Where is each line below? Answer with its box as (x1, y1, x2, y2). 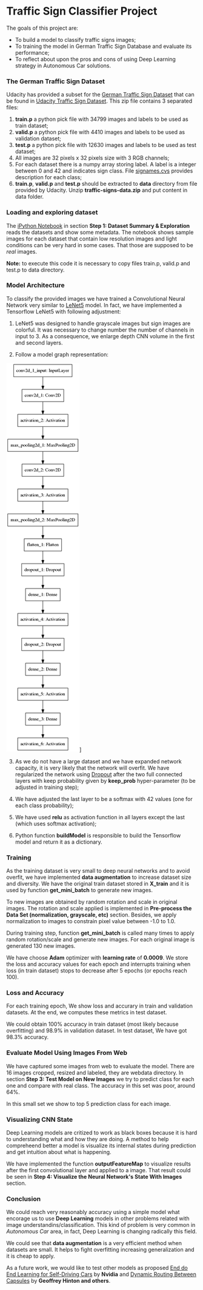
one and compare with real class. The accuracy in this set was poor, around (6, 1082, 196, 1089)
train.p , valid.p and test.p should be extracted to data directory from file (15, 180, 198, 188)
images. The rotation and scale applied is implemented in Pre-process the (6, 905, 192, 912)
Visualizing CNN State (6, 1115, 73, 1124)
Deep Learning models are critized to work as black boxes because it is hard (6, 1129, 198, 1136)
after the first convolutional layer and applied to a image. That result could (6, 1167, 191, 1174)
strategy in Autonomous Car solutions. (15, 62, 111, 69)
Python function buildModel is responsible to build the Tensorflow (15, 831, 181, 839)
